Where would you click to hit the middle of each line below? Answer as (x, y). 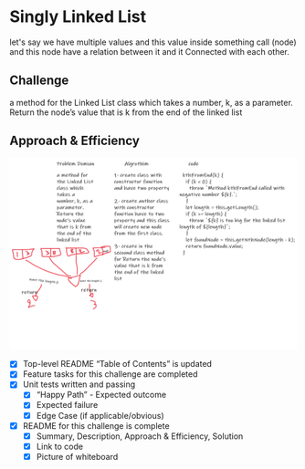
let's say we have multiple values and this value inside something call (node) (153, 42)
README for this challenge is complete (96, 425)
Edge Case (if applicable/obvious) (100, 415)
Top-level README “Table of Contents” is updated (117, 364)
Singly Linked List (78, 17)
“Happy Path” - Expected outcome (101, 395)
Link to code (60, 446)
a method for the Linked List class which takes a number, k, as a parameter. (152, 102)
